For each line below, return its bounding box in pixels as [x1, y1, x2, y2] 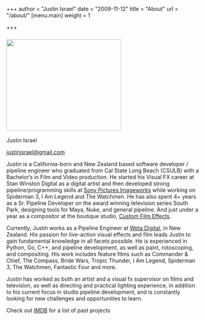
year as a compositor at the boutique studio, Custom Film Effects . [6, 213, 171, 220]
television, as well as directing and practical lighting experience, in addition [6, 282, 196, 289]
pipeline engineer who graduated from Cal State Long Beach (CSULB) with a [6, 167, 199, 174]
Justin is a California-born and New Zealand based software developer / [6, 161, 188, 168]
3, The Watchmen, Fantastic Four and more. [6, 264, 117, 271]
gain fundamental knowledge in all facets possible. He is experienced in [6, 237, 188, 245]
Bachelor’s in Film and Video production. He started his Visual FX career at [6, 173, 195, 181]
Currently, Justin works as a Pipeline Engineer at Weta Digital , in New [6, 224, 181, 232]
